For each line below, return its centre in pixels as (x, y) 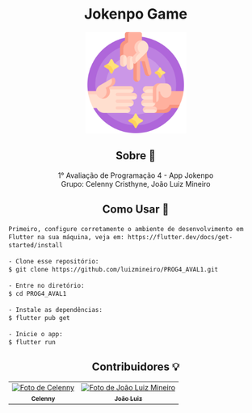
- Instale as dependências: (56, 310)
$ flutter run (32, 342)
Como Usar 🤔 (136, 210)
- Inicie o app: (36, 334)
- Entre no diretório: (46, 285)
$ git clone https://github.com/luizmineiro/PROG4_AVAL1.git (113, 269)
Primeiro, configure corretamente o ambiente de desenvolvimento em (126, 229)
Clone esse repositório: (57, 261)
